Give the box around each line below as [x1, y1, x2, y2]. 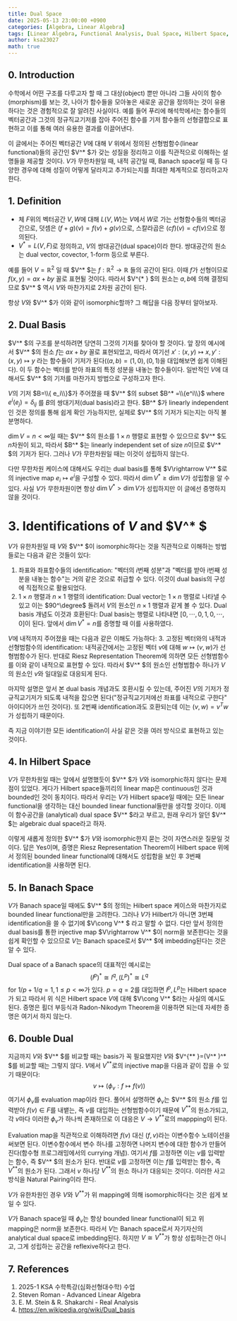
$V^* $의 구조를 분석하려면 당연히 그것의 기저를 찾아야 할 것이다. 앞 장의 [8, 339, 207, 347]
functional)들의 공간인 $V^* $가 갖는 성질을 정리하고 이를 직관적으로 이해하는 [8, 147, 221, 156]
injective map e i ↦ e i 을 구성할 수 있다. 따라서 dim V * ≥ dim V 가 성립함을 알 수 [15, 473, 230, 484]
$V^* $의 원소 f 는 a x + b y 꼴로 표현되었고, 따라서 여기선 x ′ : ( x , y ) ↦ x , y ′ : [15, 347, 221, 356]
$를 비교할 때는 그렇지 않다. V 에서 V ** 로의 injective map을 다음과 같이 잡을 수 [8, 1060, 222, 1069]
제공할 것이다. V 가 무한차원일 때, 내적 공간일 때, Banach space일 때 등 [26, 157, 221, 165]
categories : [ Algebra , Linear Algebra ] [8, 23, 126, 30]
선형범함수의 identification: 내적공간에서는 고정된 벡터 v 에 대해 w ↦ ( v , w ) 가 [8, 643, 219, 651]
